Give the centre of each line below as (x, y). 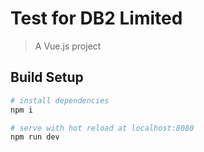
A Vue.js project (68, 46)
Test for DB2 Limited (96, 18)
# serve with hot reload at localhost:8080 (102, 128)
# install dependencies (60, 100)
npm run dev (35, 137)
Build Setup (47, 77)
